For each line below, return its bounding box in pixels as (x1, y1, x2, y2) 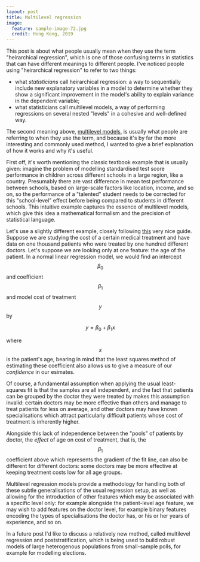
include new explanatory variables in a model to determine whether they (14, 84, 193, 92)
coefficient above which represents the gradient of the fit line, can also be (6, 456, 188, 463)
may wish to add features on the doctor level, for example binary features (6, 506, 187, 513)
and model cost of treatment (6, 293, 76, 300)
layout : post (6, 8, 39, 15)
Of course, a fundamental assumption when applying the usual (6, 380, 161, 387)
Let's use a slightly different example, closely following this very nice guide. (6, 228, 192, 235)
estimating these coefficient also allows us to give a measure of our (6, 362, 173, 369)
